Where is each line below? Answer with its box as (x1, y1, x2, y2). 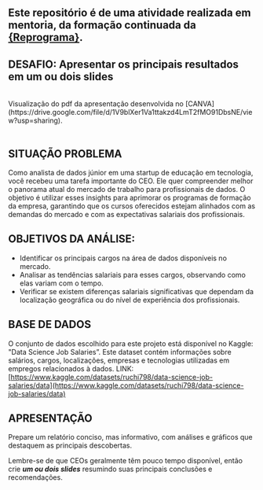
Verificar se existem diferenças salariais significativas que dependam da (19, 286, 254, 296)
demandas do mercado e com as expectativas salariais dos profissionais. (8, 210, 245, 219)
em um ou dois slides (8, 70, 114, 83)
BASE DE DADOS (8, 318, 92, 331)
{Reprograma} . (8, 31, 83, 44)
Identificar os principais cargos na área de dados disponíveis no (19, 253, 228, 263)
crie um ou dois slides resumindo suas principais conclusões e (8, 464, 213, 474)
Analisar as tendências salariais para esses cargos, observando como (19, 270, 246, 279)
